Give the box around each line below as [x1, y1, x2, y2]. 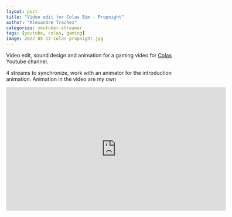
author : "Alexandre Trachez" [6, 19, 77, 25]
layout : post [6, 8, 38, 15]
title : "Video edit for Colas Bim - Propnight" [6, 14, 125, 20]
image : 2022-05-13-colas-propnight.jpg [6, 36, 104, 42]
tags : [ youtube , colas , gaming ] [6, 30, 85, 36]
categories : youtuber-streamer [6, 25, 83, 31]
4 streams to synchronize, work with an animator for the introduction [6, 70, 172, 76]
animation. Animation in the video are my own [6, 75, 116, 82]
